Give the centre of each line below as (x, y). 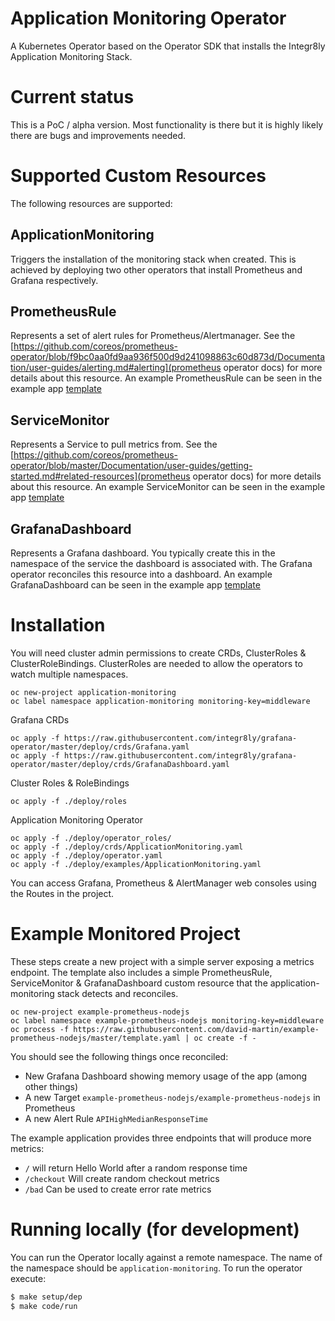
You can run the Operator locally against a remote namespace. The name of (166, 1257)
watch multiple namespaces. (69, 674)
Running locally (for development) (155, 1229)
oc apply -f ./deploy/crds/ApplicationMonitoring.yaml (127, 847)
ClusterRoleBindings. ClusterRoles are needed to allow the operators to (156, 663)
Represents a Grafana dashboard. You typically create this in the (143, 553)
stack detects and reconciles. (117, 993)
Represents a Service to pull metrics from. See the (114, 444)
